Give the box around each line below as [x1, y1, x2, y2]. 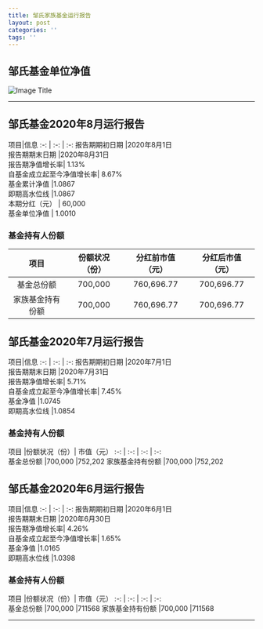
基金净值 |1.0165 [8, 544, 60, 553]
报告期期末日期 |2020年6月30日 [8, 514, 111, 524]
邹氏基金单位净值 [8, 64, 91, 78]
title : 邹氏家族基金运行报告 [8, 11, 92, 20]
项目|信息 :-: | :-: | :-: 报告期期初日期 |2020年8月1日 [8, 140, 172, 149]
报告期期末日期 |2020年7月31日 [8, 366, 110, 376]
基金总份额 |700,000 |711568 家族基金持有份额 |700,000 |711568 [8, 604, 214, 613]
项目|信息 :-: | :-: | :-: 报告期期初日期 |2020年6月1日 [8, 504, 172, 514]
